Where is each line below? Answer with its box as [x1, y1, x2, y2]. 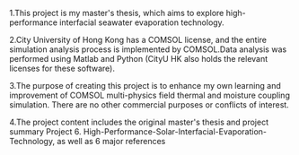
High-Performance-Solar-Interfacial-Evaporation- [83, 126, 268, 137]
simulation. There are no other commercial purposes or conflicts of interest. [9, 99, 289, 110]
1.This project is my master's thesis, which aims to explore [9, 8, 224, 18]
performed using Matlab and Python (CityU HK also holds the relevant [9, 54, 268, 64]
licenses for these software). [9, 63, 115, 73]
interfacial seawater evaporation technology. [59, 17, 224, 28]
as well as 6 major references [57, 136, 166, 146]
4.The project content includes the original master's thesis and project [9, 116, 269, 127]
